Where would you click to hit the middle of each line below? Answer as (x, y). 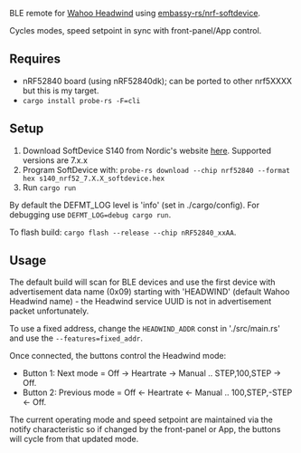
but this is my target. (61, 91)
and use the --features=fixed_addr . (76, 338)
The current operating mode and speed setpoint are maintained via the (141, 419)
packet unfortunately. (49, 311)
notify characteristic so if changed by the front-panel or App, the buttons (145, 429)
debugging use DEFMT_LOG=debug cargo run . (90, 214)
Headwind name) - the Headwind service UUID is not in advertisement (141, 302)
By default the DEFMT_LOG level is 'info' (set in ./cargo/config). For (135, 205)
